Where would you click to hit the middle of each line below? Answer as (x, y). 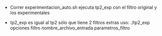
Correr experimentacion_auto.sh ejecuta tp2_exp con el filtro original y (83, 7)
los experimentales (30, 13)
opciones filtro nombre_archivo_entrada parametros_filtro (70, 28)
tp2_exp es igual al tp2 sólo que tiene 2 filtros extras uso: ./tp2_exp (80, 23)
